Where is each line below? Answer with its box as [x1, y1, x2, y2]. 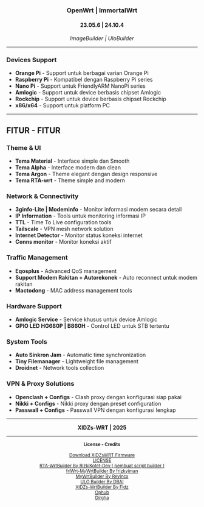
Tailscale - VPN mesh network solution [15, 225, 114, 233]
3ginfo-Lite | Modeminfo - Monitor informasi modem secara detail [15, 206, 182, 213]
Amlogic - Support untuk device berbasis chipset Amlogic [15, 89, 161, 96]
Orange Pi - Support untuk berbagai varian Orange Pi [15, 69, 149, 77]
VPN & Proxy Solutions [6, 380, 75, 388]
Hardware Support [6, 302, 63, 310]
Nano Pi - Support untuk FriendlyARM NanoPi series [15, 82, 146, 90]
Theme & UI [6, 143, 41, 152]
